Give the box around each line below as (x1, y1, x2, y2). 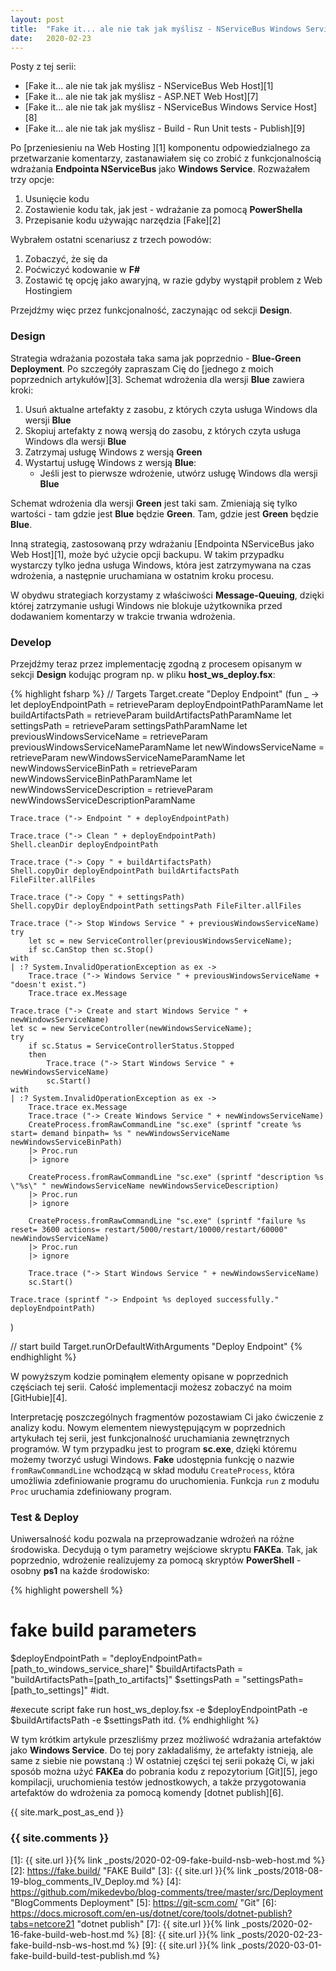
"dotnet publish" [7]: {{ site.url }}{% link (76, 1917, 240, 1930)
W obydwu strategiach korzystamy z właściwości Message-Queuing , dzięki (10, 589, 325, 601)
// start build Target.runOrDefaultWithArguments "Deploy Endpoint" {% (10, 1340, 303, 1352)
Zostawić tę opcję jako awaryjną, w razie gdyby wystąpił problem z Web (24, 274, 323, 286)
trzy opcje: (10, 174, 55, 186)
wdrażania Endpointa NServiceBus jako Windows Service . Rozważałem (10, 163, 311, 175)
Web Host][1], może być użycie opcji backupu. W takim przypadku (10, 548, 285, 560)
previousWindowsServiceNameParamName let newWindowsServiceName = (10, 741, 325, 753)
